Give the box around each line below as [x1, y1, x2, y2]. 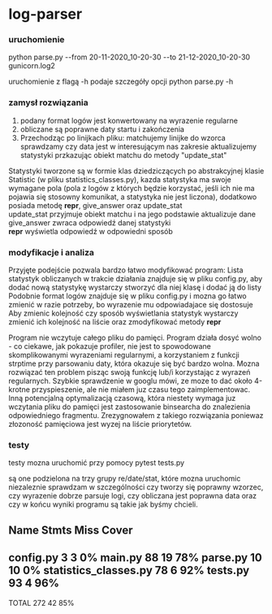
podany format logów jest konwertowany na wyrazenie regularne [19, 115, 238, 125]
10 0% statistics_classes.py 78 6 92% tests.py [8, 564, 250, 577]
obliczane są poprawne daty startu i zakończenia [19, 124, 185, 134]
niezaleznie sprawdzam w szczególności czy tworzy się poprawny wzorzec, [8, 482, 264, 492]
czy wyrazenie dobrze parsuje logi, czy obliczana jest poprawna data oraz [8, 491, 257, 501]
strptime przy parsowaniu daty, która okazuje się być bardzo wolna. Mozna [8, 359, 260, 368]
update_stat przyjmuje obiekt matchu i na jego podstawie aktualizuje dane [8, 209, 257, 219]
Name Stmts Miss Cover [8, 523, 133, 537]
